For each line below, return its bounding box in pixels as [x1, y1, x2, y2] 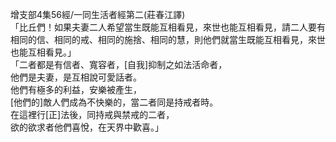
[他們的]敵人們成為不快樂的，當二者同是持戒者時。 [10, 96, 219, 108]
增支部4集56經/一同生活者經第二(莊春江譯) [10, 9, 186, 20]
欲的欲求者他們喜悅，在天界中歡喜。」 [10, 121, 164, 133]
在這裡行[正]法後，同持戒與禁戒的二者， [10, 109, 175, 120]
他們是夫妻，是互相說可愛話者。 [10, 71, 142, 83]
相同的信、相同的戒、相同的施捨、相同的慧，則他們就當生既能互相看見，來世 [10, 34, 326, 45]
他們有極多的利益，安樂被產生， [10, 84, 142, 95]
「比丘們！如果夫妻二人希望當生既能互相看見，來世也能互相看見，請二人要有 [10, 21, 326, 33]
